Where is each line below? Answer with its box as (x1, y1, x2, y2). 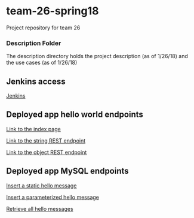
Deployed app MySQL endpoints (6, 166, 130, 176)
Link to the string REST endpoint (6, 137, 86, 144)
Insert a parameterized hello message (6, 193, 100, 201)
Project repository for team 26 (6, 24, 81, 31)
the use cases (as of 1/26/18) (6, 59, 78, 66)
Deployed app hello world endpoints (6, 110, 143, 120)
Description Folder (6, 39, 61, 47)
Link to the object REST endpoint (6, 149, 87, 156)
